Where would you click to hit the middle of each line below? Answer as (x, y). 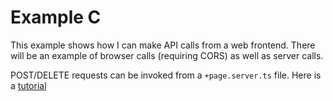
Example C (56, 17)
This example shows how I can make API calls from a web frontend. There (163, 45)
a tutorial (28, 85)
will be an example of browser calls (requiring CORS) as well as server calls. (167, 55)
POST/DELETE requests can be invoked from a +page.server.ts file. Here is (166, 75)
